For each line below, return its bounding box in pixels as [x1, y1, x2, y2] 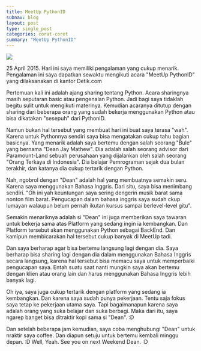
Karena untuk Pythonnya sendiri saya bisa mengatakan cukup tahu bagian [6, 133, 190, 140]
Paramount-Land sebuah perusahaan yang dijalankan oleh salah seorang [6, 152, 187, 159]
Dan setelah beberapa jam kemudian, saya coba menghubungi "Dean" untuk [6, 326, 196, 332]
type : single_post [6, 25, 52, 32]
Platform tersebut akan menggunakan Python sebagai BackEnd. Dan [6, 226, 176, 234]
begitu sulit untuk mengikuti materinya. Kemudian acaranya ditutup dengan [6, 102, 192, 109]
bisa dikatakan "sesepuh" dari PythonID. [6, 115, 106, 122]
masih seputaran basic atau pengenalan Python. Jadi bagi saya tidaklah [6, 96, 184, 102]
